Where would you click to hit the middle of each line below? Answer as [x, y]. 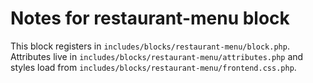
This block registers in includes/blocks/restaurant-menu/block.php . [150, 46]
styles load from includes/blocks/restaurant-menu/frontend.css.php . [153, 67]
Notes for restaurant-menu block [150, 18]
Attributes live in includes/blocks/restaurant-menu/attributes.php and [157, 56]
